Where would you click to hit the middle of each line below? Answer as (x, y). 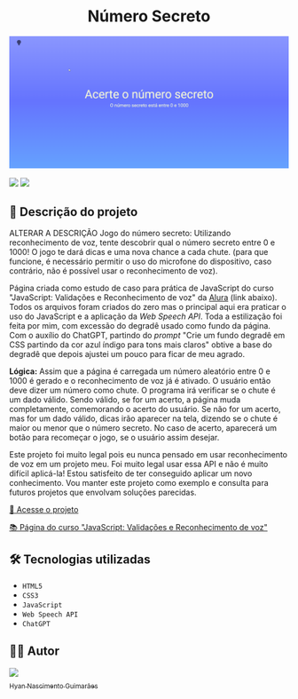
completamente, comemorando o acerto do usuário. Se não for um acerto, (145, 409)
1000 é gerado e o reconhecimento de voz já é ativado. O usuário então (140, 380)
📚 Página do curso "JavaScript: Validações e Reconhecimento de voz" (138, 527)
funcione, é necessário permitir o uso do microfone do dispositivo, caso (141, 261)
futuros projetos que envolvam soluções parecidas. (103, 492)
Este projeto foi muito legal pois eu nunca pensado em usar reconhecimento (149, 454)
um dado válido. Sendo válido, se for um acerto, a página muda (125, 399)
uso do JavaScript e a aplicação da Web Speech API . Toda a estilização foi (146, 316)
